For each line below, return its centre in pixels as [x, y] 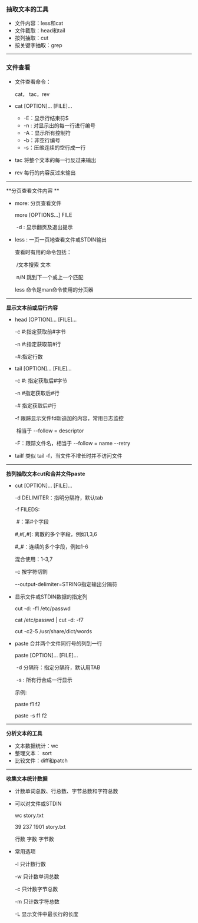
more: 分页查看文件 [38, 203]
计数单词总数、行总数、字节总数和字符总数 [66, 791]
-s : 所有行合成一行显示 [44, 680]
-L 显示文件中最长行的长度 [47, 914]
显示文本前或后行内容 [32, 307]
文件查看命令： [33, 81]
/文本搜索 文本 [34, 264]
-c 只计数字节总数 [36, 889]
